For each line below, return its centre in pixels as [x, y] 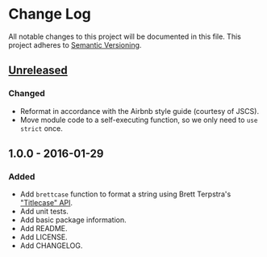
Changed [27, 94]
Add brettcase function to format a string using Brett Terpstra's [125, 194]
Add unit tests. [44, 212]
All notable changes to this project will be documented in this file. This [125, 36]
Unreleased [38, 71]
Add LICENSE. [44, 237]
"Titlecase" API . [46, 203]
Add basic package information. [73, 220]
